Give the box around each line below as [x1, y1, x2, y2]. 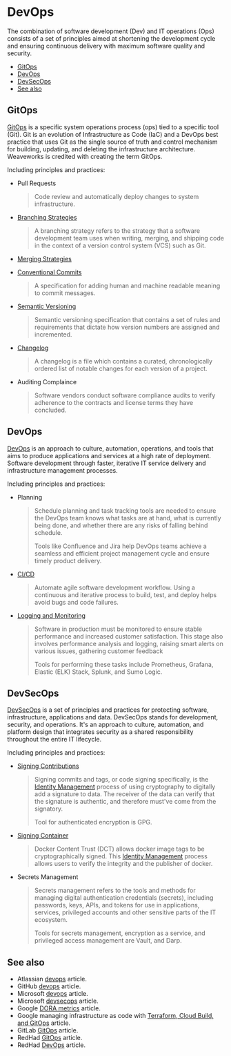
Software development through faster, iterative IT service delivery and [7, 459, 206, 467]
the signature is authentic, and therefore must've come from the [34, 798, 217, 806]
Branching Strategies [17, 213, 77, 221]
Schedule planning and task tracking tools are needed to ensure [34, 506, 217, 515]
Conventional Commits [17, 267, 82, 276]
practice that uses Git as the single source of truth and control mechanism [7, 138, 218, 146]
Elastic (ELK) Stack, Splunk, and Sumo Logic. [34, 668, 163, 676]
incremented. [34, 330, 72, 339]
